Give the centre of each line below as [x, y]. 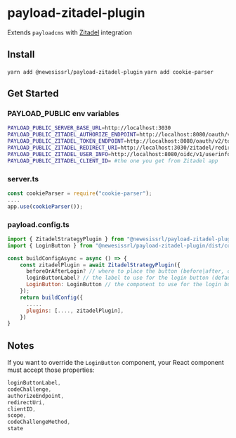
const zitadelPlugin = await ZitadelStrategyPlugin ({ [100, 265]
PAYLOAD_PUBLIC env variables [63, 114]
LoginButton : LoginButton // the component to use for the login [123, 285]
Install [21, 54]
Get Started [33, 94]
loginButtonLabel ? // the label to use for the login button [117, 278]
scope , [17, 416]
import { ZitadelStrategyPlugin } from [66, 239]
